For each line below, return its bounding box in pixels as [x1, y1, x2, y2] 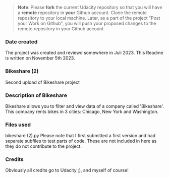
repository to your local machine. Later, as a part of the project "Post [17, 15, 160, 21]
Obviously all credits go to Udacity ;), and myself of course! [5, 167, 129, 173]
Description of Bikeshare [5, 92, 67, 99]
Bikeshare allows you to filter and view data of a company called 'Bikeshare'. [5, 103, 164, 109]
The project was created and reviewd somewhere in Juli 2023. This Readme [5, 50, 163, 56]
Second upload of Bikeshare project [5, 79, 80, 85]
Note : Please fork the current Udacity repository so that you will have [17, 5, 162, 10]
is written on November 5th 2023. [5, 55, 75, 61]
